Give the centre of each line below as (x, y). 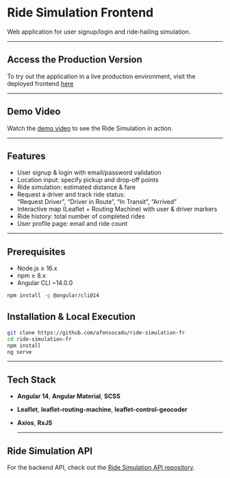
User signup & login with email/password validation (89, 172)
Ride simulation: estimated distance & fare (76, 187)
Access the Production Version (75, 60)
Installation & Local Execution (71, 317)
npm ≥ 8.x (31, 275)
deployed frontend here (40, 83)
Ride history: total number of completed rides (81, 216)
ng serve (20, 352)
